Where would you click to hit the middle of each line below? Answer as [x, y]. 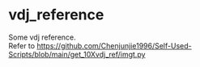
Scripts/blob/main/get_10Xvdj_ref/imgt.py [77, 54]
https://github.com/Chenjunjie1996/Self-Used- [114, 45]
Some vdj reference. [43, 37]
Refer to [21, 45]
